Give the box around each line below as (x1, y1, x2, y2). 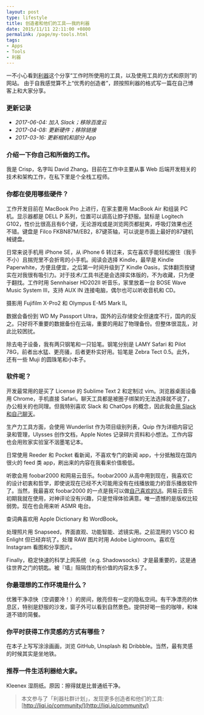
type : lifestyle (6, 15, 47, 21)
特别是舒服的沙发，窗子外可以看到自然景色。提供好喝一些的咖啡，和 (22, 604, 192, 611)
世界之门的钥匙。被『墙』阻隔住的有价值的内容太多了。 (11, 564, 150, 571)
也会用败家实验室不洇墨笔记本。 (6, 438, 86, 445)
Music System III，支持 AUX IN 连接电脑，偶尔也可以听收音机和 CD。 (6, 286, 179, 294)
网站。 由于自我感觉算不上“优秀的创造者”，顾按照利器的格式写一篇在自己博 (6, 79, 194, 86)
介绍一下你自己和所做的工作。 (6, 150, 94, 159)
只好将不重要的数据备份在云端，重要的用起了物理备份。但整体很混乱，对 (16, 320, 198, 327)
